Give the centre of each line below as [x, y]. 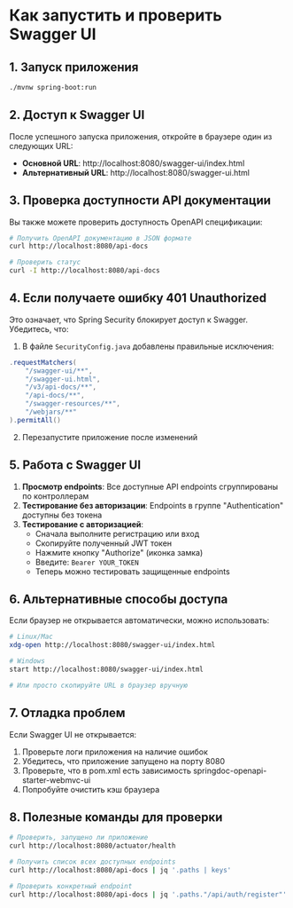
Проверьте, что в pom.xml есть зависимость [107, 770]
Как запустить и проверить [116, 16]
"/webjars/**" [51, 412]
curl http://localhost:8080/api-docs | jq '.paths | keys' [120, 871]
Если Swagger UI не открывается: [73, 734]
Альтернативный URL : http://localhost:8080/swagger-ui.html [136, 172]
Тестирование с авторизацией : [83, 524]
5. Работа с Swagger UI [75, 466]
